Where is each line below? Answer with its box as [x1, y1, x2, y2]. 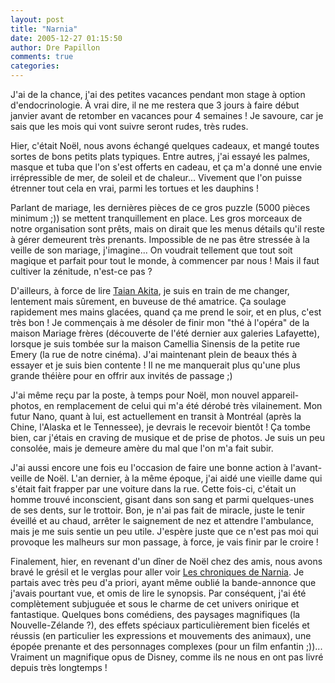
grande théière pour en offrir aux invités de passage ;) [10, 370, 233, 381]
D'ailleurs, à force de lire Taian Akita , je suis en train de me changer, [10, 285, 290, 296]
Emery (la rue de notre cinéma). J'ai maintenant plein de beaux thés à [10, 349, 298, 360]
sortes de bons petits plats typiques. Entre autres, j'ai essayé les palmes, [10, 151, 311, 162]
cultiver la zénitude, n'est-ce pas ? [10, 266, 153, 277]
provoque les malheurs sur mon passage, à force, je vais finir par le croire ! [10, 536, 319, 548]
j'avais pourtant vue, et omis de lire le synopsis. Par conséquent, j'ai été [10, 587, 307, 599]
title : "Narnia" [10, 24, 78, 34]
